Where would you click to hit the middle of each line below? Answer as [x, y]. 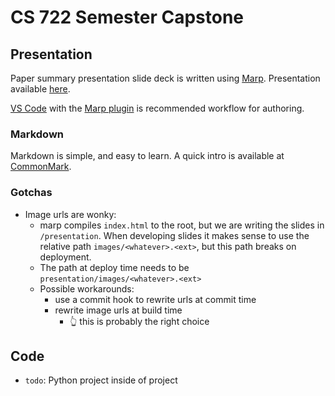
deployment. [65, 257]
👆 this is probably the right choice [139, 321]
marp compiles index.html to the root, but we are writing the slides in [182, 225]
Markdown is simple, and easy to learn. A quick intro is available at [147, 156]
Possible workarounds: [87, 288]
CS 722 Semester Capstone [127, 17]
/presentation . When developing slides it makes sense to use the [174, 235]
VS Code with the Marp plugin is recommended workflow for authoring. [157, 108]
